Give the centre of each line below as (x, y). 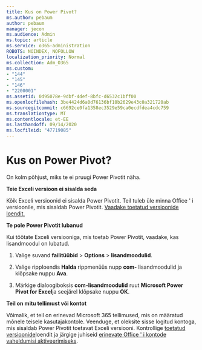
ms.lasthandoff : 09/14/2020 (42, 125)
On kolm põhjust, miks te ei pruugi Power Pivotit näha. (73, 177)
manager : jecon (25, 29)
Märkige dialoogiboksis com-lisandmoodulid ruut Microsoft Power (99, 285)
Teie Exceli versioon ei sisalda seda (52, 189)
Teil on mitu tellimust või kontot (46, 303)
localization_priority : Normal (46, 57)
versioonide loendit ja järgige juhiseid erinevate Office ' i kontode (86, 334)
